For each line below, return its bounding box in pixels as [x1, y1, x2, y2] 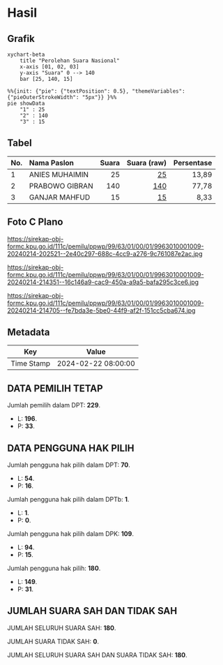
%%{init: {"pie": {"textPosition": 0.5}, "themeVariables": [7, 88, 186, 95]
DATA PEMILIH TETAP [7, 382, 103, 394]
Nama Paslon [29, 158, 75, 167]
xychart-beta [7, 51, 45, 58]
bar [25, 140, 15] [20, 75, 73, 82]
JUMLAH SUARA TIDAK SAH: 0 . [7, 637, 100, 645]
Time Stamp [10, 359, 51, 368]
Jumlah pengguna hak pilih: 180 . [7, 564, 101, 573]
